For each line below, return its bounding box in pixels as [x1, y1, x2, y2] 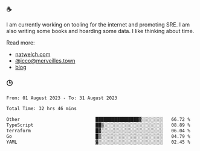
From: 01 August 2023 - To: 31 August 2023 [6, 95, 118, 101]
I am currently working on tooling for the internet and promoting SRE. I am [6, 21, 190, 28]
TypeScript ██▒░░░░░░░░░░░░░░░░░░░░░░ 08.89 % [6, 122, 190, 128]
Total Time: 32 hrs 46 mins [6, 106, 77, 112]
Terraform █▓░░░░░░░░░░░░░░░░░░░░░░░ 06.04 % [6, 128, 190, 134]
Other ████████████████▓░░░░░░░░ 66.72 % [6, 117, 190, 123]
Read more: [6, 39, 35, 46]
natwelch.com [15, 51, 51, 58]
